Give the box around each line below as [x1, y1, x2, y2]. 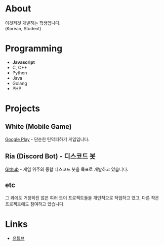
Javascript [12, 59, 35, 65]
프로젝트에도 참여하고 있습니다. [5, 201, 65, 207]
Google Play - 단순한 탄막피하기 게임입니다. [5, 136, 90, 142]
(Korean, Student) [5, 25, 41, 31]
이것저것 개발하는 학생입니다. [5, 20, 61, 26]
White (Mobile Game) [5, 122, 72, 131]
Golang [12, 80, 27, 86]
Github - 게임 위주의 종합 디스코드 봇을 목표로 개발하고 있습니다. [5, 166, 128, 172]
